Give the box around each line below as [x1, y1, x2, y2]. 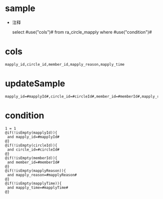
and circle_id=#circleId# [7, 147, 60, 152]
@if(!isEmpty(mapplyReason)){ [5, 168, 66, 173]
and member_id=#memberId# [7, 160, 60, 165]
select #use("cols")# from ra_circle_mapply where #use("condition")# [12, 29, 152, 35]
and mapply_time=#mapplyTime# [7, 185, 68, 190]
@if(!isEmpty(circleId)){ [5, 143, 57, 148]
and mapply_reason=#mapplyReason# [7, 172, 77, 177]
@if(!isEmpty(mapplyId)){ [5, 130, 57, 135]
